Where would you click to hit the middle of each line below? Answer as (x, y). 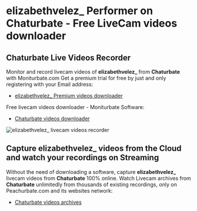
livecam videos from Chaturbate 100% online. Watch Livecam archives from (98, 178)
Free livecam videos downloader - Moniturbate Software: (75, 107)
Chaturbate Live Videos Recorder (69, 57)
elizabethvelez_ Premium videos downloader (69, 96)
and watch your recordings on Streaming (83, 158)
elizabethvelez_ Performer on (80, 11)
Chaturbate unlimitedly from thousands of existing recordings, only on (92, 184)
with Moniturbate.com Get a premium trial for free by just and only (86, 78)
